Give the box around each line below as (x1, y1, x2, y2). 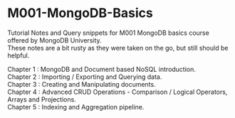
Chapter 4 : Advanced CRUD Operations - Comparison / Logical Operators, (7, 87, 228, 96)
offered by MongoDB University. (7, 36, 102, 44)
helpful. (7, 51, 30, 60)
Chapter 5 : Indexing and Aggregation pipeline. (7, 102, 145, 111)
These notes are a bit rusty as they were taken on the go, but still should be (7, 43, 229, 52)
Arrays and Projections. (7, 95, 76, 104)
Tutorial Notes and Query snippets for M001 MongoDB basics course (7, 28, 210, 37)
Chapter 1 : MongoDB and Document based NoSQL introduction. (7, 65, 196, 73)
